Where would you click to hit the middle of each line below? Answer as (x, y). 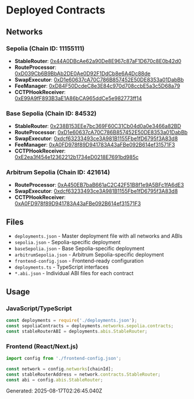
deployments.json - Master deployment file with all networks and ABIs (98, 236)
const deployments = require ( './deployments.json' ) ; (72, 320)
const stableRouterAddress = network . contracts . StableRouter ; (83, 374)
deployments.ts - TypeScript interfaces (62, 267)
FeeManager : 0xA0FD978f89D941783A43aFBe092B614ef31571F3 (95, 145)
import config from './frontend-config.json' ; (64, 358)
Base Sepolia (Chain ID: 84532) (51, 113)
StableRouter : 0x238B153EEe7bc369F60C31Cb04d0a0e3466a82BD (98, 126)
